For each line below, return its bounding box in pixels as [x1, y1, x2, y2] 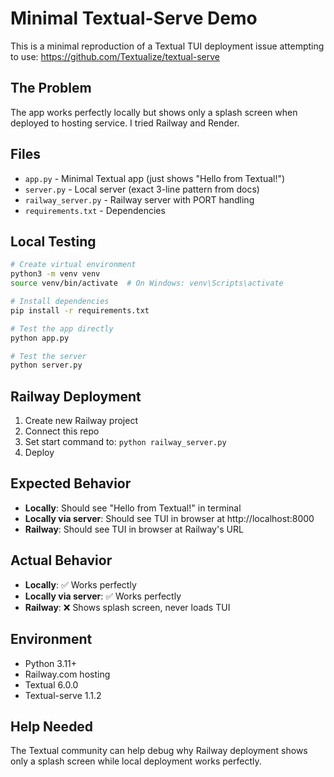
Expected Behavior [10, 475, 132, 492]
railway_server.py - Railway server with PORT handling [24, 193, 255, 206]
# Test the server [10, 351, 87, 361]
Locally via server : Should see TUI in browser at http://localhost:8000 [24, 512, 315, 524]
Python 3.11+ [24, 657, 78, 669]
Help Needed [10, 718, 94, 735]
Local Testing [10, 233, 97, 250]
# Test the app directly [10, 323, 114, 334]
